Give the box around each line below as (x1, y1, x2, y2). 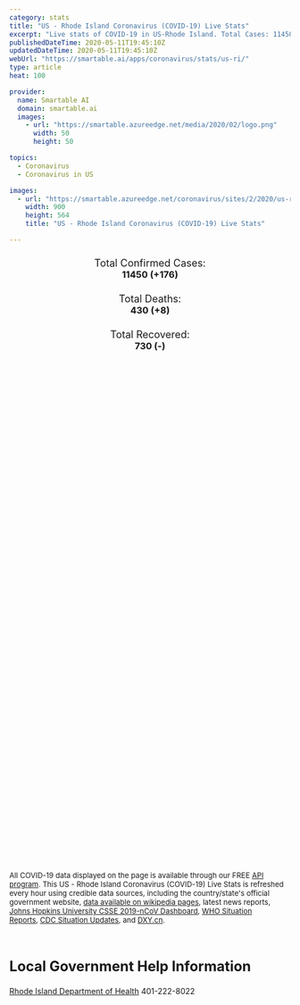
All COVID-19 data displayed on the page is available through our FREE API (9, 870, 264, 881)
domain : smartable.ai (17, 104, 98, 113)
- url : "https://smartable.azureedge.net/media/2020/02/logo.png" (25, 121, 278, 130)
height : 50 (32, 138, 74, 147)
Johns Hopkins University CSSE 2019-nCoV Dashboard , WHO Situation (9, 906, 253, 917)
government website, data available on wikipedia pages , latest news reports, (9, 897, 271, 908)
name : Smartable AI (17, 96, 90, 105)
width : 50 (32, 129, 70, 138)
